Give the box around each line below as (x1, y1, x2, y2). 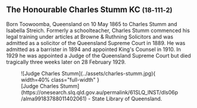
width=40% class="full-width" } (21, 76, 100, 83)
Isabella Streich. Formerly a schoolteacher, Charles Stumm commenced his (6, 27, 190, 34)
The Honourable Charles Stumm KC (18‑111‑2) (6, 5, 173, 15)
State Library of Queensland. (91, 95, 163, 102)
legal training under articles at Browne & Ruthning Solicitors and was (6, 33, 174, 40)
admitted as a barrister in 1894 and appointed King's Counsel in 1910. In (6, 46, 181, 53)
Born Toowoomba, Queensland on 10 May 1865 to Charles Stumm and (6, 20, 177, 27)
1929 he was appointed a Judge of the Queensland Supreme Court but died (6, 52, 191, 59)
